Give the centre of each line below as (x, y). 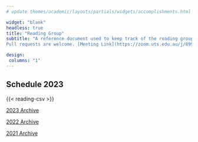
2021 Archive (22, 133)
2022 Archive (23, 121)
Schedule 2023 (35, 84)
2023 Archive (23, 110)
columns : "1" (25, 60)
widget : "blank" (26, 22)
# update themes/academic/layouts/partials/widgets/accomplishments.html (99, 12)
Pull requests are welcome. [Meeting (52, 44)
